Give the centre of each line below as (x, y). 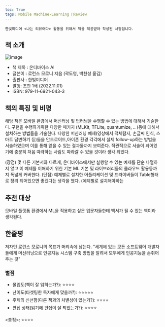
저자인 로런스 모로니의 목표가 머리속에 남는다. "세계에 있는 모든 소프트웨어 (76, 247)
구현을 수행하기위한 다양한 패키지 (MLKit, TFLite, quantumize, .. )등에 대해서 (85, 127)
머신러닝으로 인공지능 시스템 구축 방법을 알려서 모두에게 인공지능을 (82, 253)
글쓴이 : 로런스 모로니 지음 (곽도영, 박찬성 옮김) (57, 73)
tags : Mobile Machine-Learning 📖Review (46, 14)
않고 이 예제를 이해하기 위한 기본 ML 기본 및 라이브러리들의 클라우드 (75, 169)
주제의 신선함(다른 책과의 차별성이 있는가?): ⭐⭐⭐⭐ (61, 300)
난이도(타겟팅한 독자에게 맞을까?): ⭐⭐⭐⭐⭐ (53, 292)
